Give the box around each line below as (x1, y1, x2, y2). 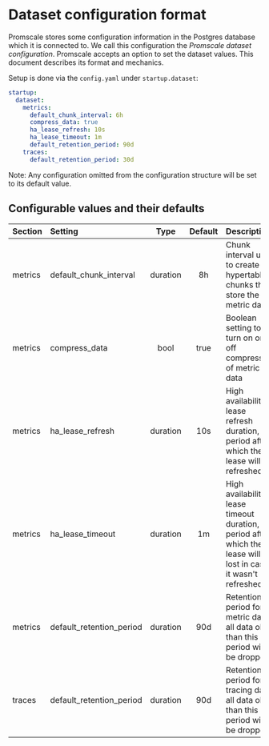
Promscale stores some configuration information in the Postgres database (8, 32, 256, 42)
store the (225, 289, 260, 300)
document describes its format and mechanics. (8, 58, 164, 67)
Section (12, 226, 42, 237)
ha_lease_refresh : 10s (29, 126, 106, 134)
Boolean (225, 312, 258, 323)
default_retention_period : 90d (29, 141, 134, 149)
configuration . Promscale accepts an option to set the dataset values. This (8, 49, 254, 58)
